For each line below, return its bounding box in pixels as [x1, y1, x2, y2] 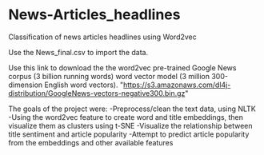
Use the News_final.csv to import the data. [8, 47, 149, 57]
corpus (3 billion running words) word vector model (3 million [8, 71, 210, 81]
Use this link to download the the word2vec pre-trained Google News [8, 62, 237, 73]
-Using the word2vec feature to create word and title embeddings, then [8, 112, 244, 121]
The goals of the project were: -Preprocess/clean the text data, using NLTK [8, 104, 256, 113]
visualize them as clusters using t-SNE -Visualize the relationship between [8, 121, 253, 130]
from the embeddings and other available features [8, 137, 174, 147]
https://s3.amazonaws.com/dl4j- [122, 80, 231, 89]
